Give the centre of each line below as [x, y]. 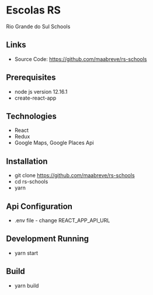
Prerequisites [31, 78]
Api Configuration [39, 206]
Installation [27, 161]
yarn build [27, 286]
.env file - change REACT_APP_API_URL [62, 220]
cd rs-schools [31, 182]
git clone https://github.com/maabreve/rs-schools [75, 175]
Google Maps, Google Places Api [54, 143]
